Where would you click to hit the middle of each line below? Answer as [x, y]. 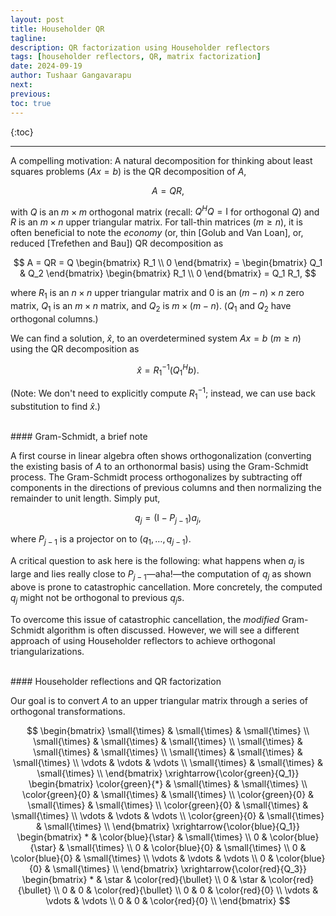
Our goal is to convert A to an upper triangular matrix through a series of [159, 700]
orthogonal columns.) [54, 318]
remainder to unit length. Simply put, [85, 498]
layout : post [37, 19]
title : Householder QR [57, 29]
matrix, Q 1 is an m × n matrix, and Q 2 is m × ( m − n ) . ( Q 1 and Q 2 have [151, 306]
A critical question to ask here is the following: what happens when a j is [157, 562]
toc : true [31, 103]
